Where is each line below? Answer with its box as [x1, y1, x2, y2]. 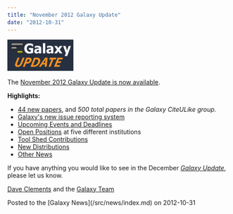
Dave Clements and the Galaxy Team [7, 184, 115, 193]
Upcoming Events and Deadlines [17, 120, 113, 128]
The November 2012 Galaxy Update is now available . [7, 77, 160, 86]
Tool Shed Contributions [17, 134, 88, 144]
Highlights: [7, 92, 41, 100]
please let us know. [7, 171, 63, 180]
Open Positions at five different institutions [17, 127, 141, 136]
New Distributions [17, 142, 70, 151]
